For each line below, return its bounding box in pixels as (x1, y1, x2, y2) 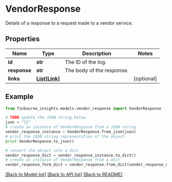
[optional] (133, 75, 157, 82)
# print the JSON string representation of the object (5, 134, 125, 139)
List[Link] (36, 75, 60, 82)
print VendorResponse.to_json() (5, 139, 74, 144)
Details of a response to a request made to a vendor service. (5, 20, 133, 26)
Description (82, 49, 112, 57)
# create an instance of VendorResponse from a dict (5, 158, 120, 163)
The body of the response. (64, 67, 129, 74)
